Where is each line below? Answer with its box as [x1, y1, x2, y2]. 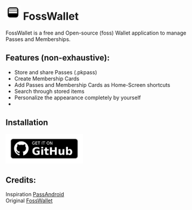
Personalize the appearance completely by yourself [14, 94, 141, 101]
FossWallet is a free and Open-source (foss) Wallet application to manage [5, 29, 187, 36]
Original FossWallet [5, 197, 53, 204]
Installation [5, 118, 48, 128]
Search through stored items [14, 87, 85, 95]
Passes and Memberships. [5, 35, 71, 43]
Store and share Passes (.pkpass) [14, 68, 97, 76]
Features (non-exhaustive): [5, 53, 110, 63]
